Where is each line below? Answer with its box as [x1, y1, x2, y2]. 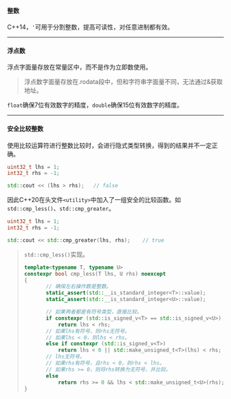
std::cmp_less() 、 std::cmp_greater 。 [7, 204, 115, 213]
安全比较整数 [7, 125, 43, 132]
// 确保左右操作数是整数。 [45, 283, 112, 290]
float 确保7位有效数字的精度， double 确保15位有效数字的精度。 [7, 101, 184, 110]
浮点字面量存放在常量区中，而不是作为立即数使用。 [7, 63, 152, 72]
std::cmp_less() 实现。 [23, 250, 89, 258]
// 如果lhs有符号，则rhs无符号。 [45, 327, 131, 334]
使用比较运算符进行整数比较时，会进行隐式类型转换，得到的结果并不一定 [7, 141, 212, 150]
